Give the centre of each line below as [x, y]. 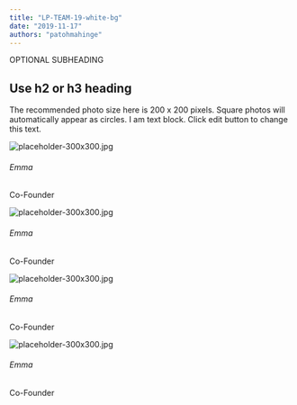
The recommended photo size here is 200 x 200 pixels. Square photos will [147, 110]
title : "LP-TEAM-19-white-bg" [66, 18]
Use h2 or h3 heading [71, 88]
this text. [26, 129]
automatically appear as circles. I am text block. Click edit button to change [148, 120]
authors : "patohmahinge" [56, 34]
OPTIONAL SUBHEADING [57, 60]
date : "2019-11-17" [46, 26]
